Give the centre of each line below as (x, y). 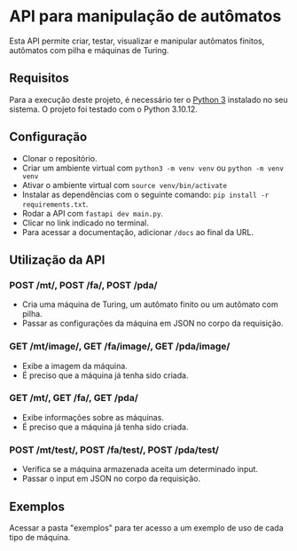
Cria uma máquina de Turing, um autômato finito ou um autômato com (150, 304)
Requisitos (39, 79)
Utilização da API (57, 260)
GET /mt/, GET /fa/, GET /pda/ (74, 398)
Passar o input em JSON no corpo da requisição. (111, 479)
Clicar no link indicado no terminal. (85, 223)
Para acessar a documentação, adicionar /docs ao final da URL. (138, 232)
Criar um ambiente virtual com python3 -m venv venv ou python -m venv (152, 168)
